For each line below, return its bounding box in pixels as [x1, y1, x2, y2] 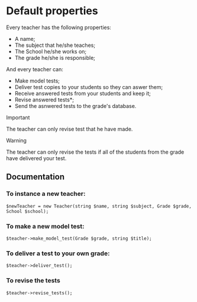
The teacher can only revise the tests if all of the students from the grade [6, 148, 185, 155]
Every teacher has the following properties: [6, 24, 111, 31]
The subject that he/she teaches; [14, 42, 96, 49]
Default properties [6, 4, 99, 18]
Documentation [6, 172, 65, 182]
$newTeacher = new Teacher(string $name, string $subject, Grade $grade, [6, 203, 192, 209]
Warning [6, 136, 27, 144]
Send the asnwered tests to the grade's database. [14, 102, 137, 109]
